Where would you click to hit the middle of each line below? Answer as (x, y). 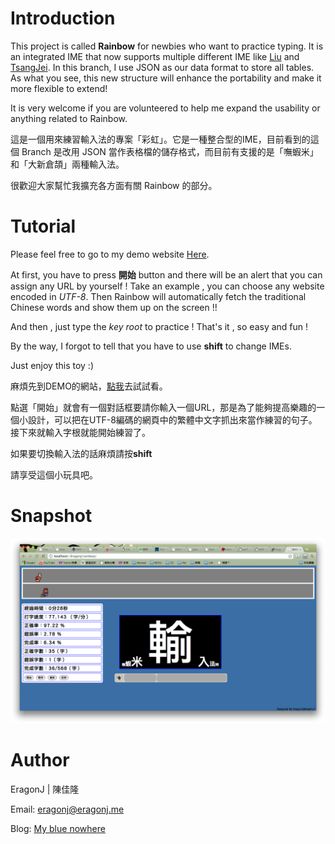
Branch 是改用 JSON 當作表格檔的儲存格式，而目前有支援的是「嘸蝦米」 (170, 151)
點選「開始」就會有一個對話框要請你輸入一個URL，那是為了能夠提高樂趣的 (163, 407)
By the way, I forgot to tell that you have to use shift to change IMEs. (151, 346)
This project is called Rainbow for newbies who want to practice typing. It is (167, 46)
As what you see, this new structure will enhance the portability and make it (166, 78)
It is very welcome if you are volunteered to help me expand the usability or (165, 108)
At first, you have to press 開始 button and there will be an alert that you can (166, 274)
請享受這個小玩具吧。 (54, 474)
